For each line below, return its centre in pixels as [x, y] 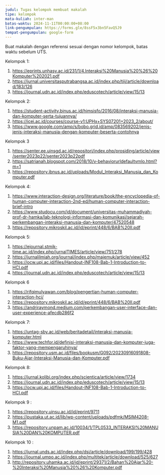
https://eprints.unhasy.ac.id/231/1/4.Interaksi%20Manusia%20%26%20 [85, 71]
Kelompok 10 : [19, 442]
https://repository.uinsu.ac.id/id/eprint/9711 [56, 412]
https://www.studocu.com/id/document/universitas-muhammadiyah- [82, 212]
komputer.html [27, 337]
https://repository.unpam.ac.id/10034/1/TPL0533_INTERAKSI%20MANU [85, 427]
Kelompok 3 [17, 141]
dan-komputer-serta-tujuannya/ [44, 116]
